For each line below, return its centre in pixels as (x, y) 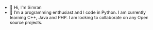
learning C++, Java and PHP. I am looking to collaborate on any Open (79, 17)
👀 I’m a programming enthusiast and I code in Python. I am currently (78, 12)
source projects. (26, 22)
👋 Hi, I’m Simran (26, 7)
